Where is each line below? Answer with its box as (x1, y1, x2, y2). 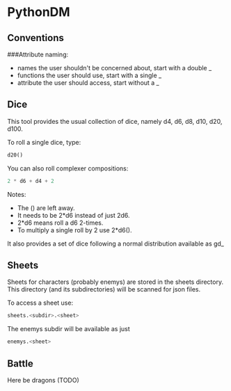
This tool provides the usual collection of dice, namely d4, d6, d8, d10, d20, (7, 117, 223, 125)
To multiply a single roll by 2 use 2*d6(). (17, 225, 132, 234)
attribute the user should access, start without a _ (17, 79, 160, 87)
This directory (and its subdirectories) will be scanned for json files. (7, 285, 201, 294)
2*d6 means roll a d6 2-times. (17, 218, 104, 227)
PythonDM (7, 4, 71, 20)
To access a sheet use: (7, 298, 74, 307)
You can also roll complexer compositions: (7, 164, 129, 173)
